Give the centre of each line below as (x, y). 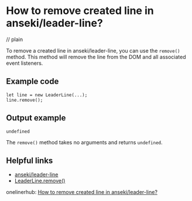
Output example (36, 118)
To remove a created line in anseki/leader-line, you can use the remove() (93, 50)
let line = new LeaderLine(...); (47, 95)
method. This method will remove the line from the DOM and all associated (96, 57)
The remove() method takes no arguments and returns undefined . (84, 142)
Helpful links (30, 160)
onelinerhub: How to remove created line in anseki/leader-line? (82, 192)
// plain (15, 39)
